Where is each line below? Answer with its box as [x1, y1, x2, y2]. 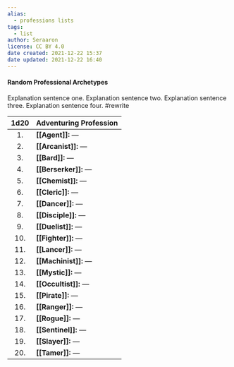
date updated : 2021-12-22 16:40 [7, 56, 102, 64]
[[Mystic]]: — [36, 267, 82, 277]
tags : [7, 23, 23, 30]
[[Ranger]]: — [36, 301, 83, 311]
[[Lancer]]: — [36, 244, 82, 254]
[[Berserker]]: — [36, 164, 92, 174]
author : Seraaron [7, 37, 58, 44]
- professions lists [13, 17, 74, 24]
